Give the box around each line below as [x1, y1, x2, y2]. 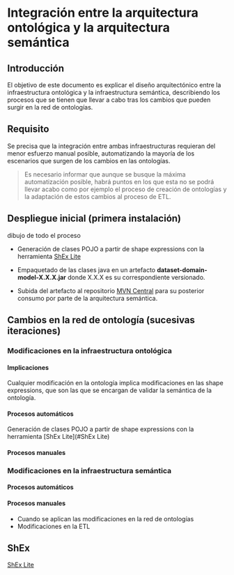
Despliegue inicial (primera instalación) [7, 213, 182, 225]
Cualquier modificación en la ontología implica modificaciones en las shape [7, 379, 224, 387]
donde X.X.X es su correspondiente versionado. [67, 273, 205, 281]
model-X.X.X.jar [17, 273, 66, 281]
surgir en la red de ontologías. [7, 103, 93, 111]
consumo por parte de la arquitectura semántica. [17, 294, 158, 302]
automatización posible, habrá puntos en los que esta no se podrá [24, 177, 214, 186]
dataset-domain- [156, 265, 208, 274]
